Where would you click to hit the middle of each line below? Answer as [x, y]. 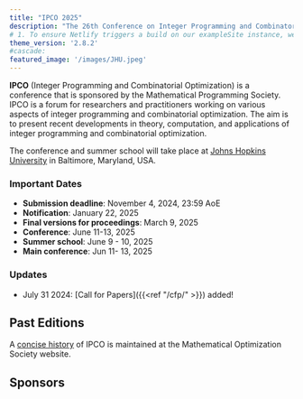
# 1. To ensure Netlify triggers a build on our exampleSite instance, [147, 34]
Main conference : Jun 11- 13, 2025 [87, 251]
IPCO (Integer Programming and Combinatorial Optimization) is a [129, 85]
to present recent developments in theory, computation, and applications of [150, 124]
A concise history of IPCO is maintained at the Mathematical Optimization [146, 345]
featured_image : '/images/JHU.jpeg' [78, 60]
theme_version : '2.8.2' [54, 43]
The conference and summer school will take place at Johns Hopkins [138, 151]
